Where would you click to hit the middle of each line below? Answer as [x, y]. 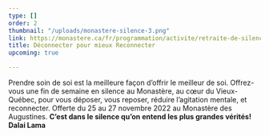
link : [17, 38]
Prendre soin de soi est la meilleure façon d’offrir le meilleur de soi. [118, 82]
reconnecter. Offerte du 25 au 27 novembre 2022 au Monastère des [120, 108]
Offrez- [242, 82]
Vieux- [227, 91]
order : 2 [23, 23]
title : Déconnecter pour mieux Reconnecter [82, 46]
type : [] [23, 16]
